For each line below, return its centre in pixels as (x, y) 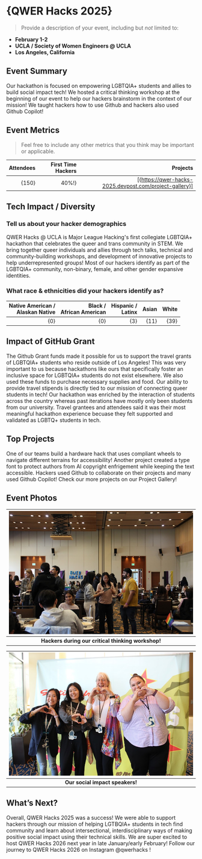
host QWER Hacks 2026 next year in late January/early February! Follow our (101, 843)
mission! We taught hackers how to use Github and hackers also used (93, 105)
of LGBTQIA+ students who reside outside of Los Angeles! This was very (96, 362)
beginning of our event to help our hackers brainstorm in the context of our (99, 98)
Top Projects (30, 439)
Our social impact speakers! (101, 782)
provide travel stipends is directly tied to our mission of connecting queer (97, 388)
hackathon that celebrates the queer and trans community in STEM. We (95, 243)
